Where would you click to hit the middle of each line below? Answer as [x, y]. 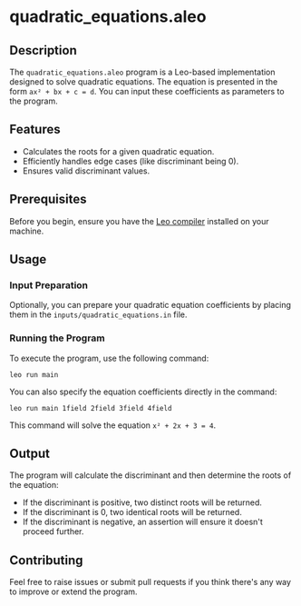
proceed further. [53, 531]
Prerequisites [48, 199]
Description [43, 50]
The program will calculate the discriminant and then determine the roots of [150, 475]
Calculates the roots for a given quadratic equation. [118, 151]
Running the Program [58, 338]
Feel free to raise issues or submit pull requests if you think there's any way [150, 582]
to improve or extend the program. [73, 591]
